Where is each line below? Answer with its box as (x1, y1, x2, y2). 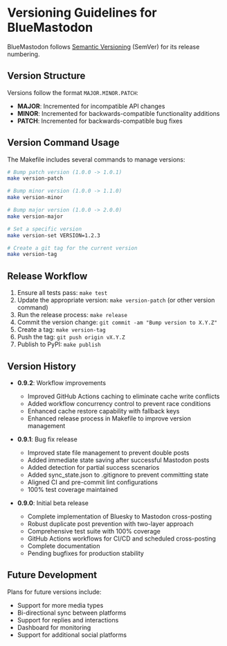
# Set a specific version (7, 226, 82, 232)
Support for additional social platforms (17, 630, 127, 639)
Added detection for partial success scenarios (27, 463, 160, 471)
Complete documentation (27, 541, 100, 550)
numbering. (7, 50, 40, 58)
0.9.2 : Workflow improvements (17, 378, 106, 386)
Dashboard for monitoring (17, 623, 91, 631)
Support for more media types (17, 601, 104, 609)
